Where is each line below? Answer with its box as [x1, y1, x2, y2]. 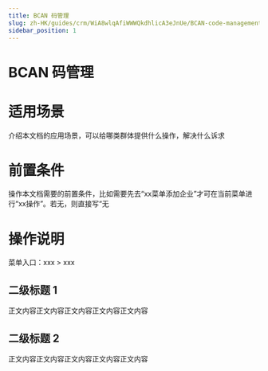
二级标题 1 [8, 283, 58, 297]
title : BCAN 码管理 [8, 11, 69, 20]
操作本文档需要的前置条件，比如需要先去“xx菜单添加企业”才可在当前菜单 [8, 189, 246, 199]
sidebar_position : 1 [8, 26, 77, 34]
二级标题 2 [8, 331, 60, 345]
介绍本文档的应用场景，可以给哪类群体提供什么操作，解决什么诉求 [8, 131, 225, 140]
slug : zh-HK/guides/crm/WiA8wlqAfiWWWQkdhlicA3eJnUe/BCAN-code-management [8, 19, 262, 27]
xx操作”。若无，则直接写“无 [18, 199, 109, 209]
